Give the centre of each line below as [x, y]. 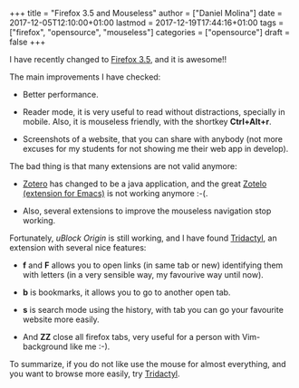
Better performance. [60, 95]
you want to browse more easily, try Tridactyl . [95, 374]
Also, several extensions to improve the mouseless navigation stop [147, 211]
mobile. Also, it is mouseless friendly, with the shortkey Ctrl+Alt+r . [147, 122]
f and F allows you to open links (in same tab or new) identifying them [153, 265]
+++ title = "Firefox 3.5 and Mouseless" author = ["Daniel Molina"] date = [146, 13]
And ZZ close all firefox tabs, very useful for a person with [131, 337]
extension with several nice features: [78, 247]
